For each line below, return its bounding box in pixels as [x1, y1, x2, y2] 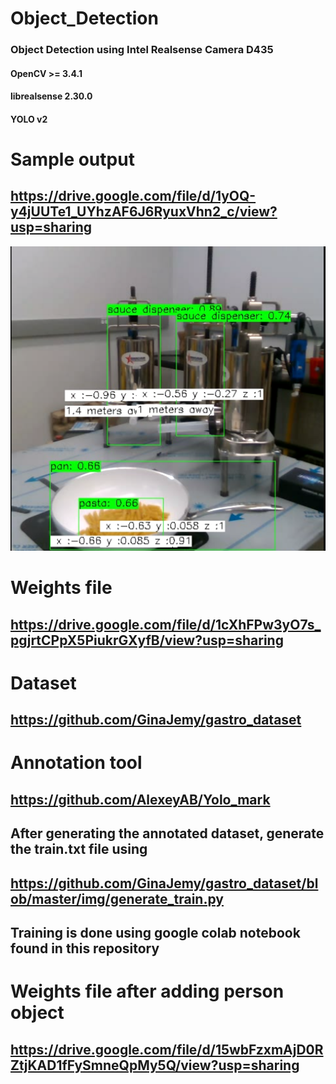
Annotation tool [10, 752, 143, 774]
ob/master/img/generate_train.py [10, 890, 224, 907]
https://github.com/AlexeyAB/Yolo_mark [10, 791, 271, 808]
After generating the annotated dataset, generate [10, 825, 325, 842]
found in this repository [10, 940, 160, 957]
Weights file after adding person [10, 980, 285, 1003]
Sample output [10, 148, 135, 171]
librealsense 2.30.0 [10, 90, 93, 102]
